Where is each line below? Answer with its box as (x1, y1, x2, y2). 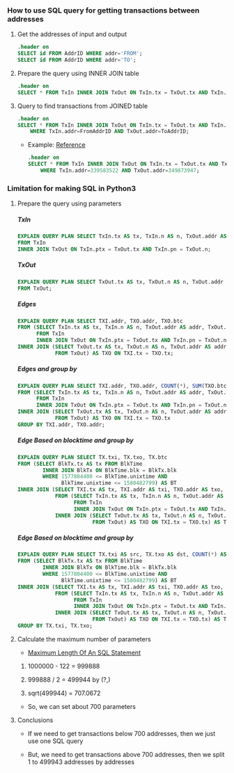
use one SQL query (27, 737, 84, 745)
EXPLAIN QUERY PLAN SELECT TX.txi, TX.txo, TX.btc (17, 453, 168, 461)
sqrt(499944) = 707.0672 (27, 689, 101, 697)
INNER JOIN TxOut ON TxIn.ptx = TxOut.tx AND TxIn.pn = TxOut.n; (17, 246, 211, 253)
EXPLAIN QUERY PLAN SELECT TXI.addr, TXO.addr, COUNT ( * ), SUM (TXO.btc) (17, 382, 230, 389)
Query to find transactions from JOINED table (17, 102, 148, 110)
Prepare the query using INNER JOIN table (17, 69, 139, 77)
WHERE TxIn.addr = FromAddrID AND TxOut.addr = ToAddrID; (30, 128, 189, 135)
